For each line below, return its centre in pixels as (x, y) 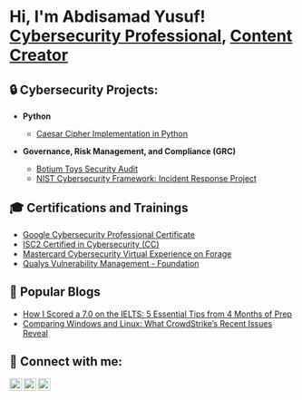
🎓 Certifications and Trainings (99, 208)
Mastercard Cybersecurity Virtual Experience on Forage (127, 254)
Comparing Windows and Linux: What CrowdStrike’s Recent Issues (147, 323)
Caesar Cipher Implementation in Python (112, 134)
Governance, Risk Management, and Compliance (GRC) (129, 151)
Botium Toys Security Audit (87, 169)
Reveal (35, 333)
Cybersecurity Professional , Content (151, 36)
